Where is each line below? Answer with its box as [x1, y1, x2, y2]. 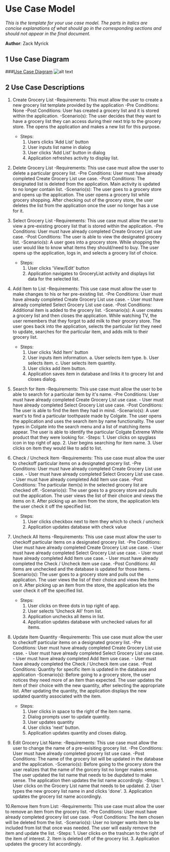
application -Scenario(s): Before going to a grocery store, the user [12, 671, 151, 677]
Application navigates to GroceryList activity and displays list [27, 270, 155, 276]
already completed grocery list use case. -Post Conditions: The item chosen [5, 814, 164, 820]
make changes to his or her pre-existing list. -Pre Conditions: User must [12, 291, 162, 297]
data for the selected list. [27, 275, 80, 281]
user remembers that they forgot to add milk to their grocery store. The [12, 317, 161, 324]
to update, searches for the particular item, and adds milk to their [12, 329, 148, 335]
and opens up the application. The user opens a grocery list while [12, 191, 150, 197]
